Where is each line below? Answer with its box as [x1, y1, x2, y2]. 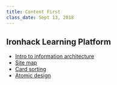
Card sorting [14, 66, 46, 73]
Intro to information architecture [14, 52, 95, 60]
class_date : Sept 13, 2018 [6, 14, 74, 20]
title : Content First [6, 8, 61, 15]
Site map [14, 59, 37, 66]
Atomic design [14, 72, 51, 79]
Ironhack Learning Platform [6, 37, 112, 47]
